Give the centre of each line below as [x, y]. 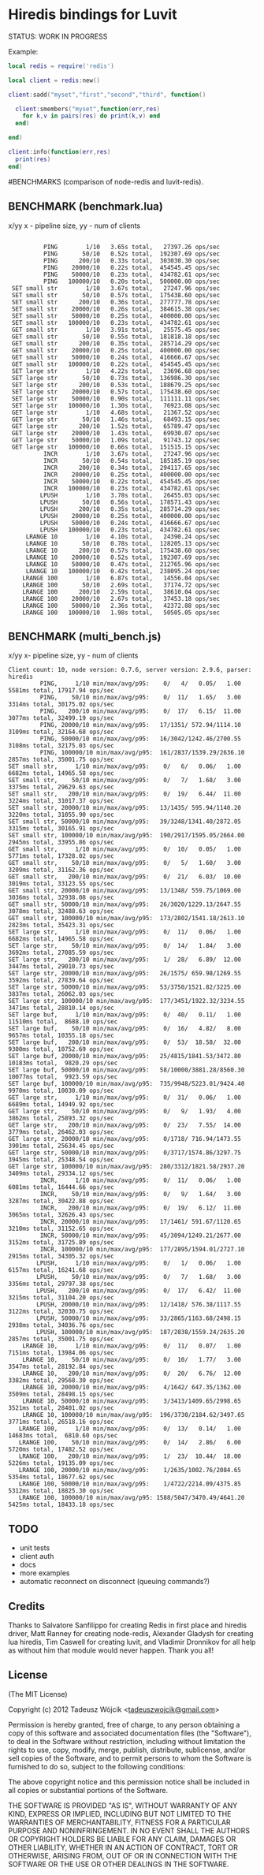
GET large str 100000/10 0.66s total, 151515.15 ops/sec [116, 447]
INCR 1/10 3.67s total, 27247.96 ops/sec [132, 454]
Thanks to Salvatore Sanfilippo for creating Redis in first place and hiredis [127, 1625]
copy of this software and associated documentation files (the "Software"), [130, 1733]
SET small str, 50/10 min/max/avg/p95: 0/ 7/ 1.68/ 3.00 [125, 781]
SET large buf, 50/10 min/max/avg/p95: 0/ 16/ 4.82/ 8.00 [125, 1029]
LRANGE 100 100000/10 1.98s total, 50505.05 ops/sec [121, 613]
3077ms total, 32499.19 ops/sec [61, 718]
